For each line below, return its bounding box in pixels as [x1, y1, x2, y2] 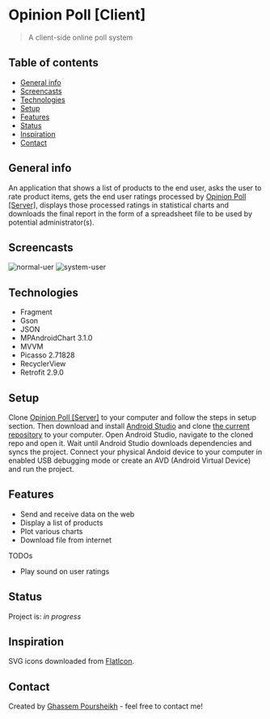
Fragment [19, 307, 53, 317]
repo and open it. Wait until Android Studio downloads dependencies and [8, 439, 252, 447]
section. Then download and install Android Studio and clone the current [8, 422, 251, 430]
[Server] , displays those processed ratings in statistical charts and [8, 200, 229, 210]
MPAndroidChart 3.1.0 [19, 333, 93, 343]
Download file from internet [19, 535, 112, 545]
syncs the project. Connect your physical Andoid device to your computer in [8, 447, 263, 456]
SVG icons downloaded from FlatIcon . [8, 657, 135, 666]
